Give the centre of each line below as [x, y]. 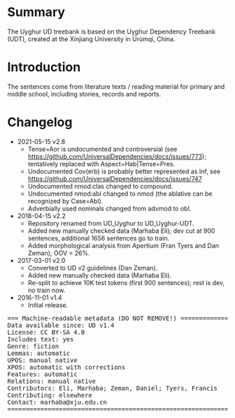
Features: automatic [43, 374]
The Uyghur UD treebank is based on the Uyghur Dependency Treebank [111, 31]
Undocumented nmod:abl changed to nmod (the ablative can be [120, 194]
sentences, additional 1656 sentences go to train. [99, 238]
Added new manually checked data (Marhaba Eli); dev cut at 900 [121, 231]
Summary [36, 12]
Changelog [40, 122]
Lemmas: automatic [39, 353]
